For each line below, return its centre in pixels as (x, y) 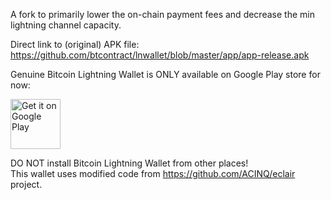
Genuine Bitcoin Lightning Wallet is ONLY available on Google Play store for (165, 74)
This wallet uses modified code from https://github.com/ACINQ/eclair (153, 173)
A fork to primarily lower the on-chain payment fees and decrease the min (162, 14)
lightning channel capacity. (66, 25)
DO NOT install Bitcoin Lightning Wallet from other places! (129, 163)
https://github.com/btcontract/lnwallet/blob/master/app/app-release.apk (160, 55)
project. (26, 184)
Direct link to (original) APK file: (75, 44)
